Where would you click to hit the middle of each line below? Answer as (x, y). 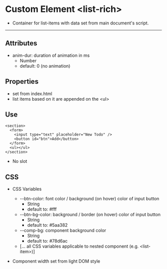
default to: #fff (42, 209)
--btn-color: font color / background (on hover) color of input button (89, 199)
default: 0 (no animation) (45, 66)
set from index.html (32, 94)
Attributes (21, 43)
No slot (20, 161)
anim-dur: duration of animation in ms (51, 55)
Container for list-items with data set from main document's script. (81, 23)
